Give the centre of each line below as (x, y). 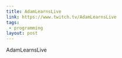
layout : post (22, 33)
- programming (26, 28)
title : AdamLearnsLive (34, 11)
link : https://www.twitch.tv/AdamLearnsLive (61, 17)
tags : (13, 22)
